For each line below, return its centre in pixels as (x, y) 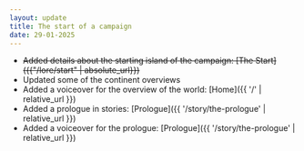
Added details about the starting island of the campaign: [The (138, 61)
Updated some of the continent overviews (101, 80)
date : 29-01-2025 (42, 35)
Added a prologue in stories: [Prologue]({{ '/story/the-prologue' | (144, 109)
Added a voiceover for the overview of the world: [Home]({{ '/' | (142, 90)
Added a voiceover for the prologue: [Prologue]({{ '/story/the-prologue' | (159, 128)
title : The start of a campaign (71, 26)
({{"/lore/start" (50, 70)
